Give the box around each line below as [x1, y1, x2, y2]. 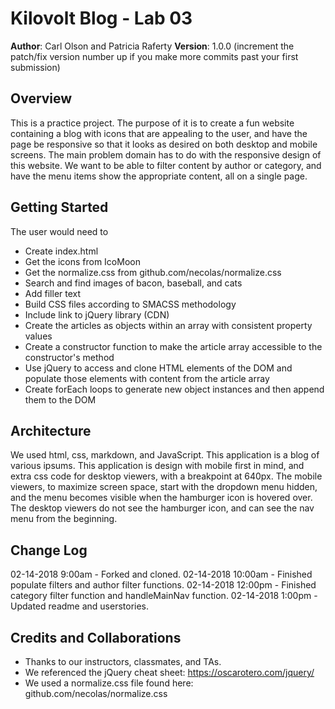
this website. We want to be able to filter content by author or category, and [10, 159, 322, 171]
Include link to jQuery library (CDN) [24, 308, 170, 321]
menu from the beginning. [10, 513, 118, 525]
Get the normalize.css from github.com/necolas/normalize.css [24, 266, 282, 278]
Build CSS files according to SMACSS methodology [24, 298, 237, 310]
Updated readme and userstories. [10, 600, 150, 612]
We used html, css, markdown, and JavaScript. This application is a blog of [10, 449, 320, 461]
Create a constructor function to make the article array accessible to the [24, 340, 323, 352]
